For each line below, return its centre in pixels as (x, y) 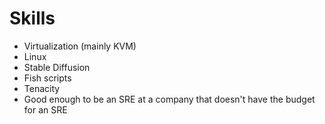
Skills (32, 18)
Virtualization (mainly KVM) (80, 46)
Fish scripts (47, 78)
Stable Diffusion (57, 67)
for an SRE (45, 109)
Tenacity (42, 88)
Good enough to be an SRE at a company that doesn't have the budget (169, 99)
